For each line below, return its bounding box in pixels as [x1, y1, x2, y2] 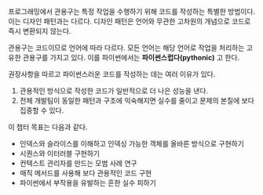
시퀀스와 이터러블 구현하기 [19, 149, 100, 158]
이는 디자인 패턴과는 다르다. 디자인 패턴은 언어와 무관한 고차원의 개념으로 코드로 [8, 16, 251, 26]
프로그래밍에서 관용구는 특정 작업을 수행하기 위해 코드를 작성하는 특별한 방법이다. [8, 7, 256, 16]
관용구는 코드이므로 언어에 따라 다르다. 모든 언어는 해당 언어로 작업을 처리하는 [8, 43, 245, 52]
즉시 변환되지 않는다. [8, 27, 71, 35]
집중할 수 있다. [19, 106, 64, 115]
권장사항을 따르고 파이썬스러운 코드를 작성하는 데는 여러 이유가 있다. [8, 70, 216, 78]
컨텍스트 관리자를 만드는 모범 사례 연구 [19, 159, 137, 168]
